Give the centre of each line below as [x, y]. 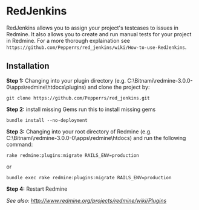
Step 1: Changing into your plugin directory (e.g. [66, 80]
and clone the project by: [119, 87]
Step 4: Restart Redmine [37, 189]
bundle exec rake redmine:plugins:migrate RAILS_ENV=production [89, 177]
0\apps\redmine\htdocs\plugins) [46, 87]
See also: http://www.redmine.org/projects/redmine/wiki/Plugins [86, 200]
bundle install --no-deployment [47, 120]
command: [20, 144]
